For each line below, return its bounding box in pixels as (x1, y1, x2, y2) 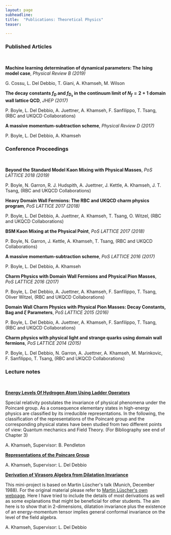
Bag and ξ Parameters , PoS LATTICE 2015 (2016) (5, 309, 109, 315)
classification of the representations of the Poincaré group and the (5, 416, 145, 422)
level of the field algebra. (5, 515, 58, 521)
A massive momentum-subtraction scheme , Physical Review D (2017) (5, 122, 155, 128)
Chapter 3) (5, 432, 28, 438)
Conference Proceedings (5, 145, 69, 152)
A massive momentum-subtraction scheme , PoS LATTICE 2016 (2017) (5, 253, 155, 259)
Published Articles (5, 43, 52, 50)
